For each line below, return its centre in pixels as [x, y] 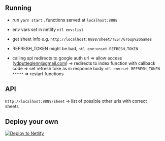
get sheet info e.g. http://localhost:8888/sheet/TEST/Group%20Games [82, 39]
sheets [12, 106]
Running [18, 8]
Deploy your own [32, 122]
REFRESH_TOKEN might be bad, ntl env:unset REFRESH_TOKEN [75, 48]
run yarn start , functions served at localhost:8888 [65, 20]
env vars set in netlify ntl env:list [48, 29]
